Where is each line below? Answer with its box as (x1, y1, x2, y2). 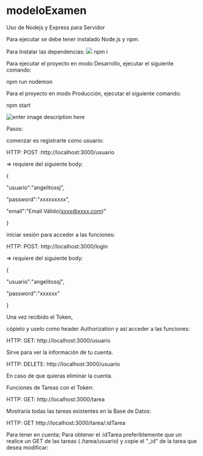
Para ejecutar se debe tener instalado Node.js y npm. (6, 35, 140, 43)
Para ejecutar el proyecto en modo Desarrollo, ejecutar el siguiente (6, 60, 174, 67)
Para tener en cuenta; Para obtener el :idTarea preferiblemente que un (6, 430, 182, 438)
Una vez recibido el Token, (6, 313, 73, 321)
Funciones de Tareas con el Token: (6, 384, 94, 391)
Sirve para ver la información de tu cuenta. (6, 349, 114, 356)
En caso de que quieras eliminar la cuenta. (6, 372, 113, 379)
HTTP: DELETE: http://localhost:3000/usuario (6, 360, 120, 367)
